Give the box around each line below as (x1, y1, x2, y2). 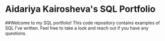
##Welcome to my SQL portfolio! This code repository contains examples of (5, 20, 160, 26)
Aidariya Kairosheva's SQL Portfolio (5, 3, 156, 15)
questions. (5, 30, 27, 36)
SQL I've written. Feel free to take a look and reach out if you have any (5, 25, 149, 31)
